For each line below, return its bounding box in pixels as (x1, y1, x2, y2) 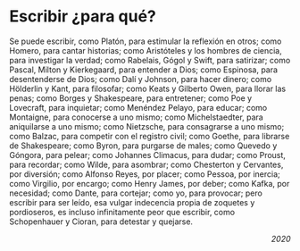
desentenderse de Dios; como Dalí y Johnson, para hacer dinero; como (9, 73, 272, 84)
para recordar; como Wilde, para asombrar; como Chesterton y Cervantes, (9, 159, 284, 170)
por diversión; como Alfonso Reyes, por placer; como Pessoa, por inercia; (9, 168, 281, 180)
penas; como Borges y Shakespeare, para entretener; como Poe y (9, 92, 253, 104)
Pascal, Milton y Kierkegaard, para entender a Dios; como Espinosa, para (9, 64, 279, 75)
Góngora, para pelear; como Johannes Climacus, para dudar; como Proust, (9, 149, 286, 160)
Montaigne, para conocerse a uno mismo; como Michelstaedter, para (9, 112, 263, 122)
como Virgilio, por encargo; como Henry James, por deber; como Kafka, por (9, 178, 290, 188)
